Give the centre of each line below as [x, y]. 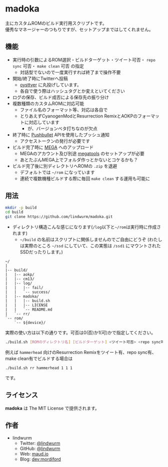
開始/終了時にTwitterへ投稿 [40, 78]
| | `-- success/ [28, 292]
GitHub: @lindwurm [40, 448]
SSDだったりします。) [41, 252]
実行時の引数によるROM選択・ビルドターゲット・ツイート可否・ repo [84, 59]
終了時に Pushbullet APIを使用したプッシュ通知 [61, 134]
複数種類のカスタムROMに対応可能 [48, 103]
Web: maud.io [34, 453]
